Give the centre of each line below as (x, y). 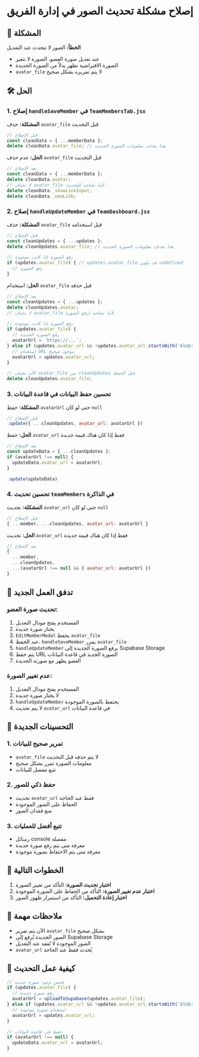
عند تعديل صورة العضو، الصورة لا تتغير (57, 59)
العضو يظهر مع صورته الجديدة (48, 660)
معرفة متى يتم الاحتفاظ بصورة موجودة (58, 852)
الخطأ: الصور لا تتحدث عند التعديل (44, 47)
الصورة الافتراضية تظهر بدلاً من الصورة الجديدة (67, 65)
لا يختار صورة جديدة (37, 695)
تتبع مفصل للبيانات (35, 769)
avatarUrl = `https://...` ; (47, 340)
